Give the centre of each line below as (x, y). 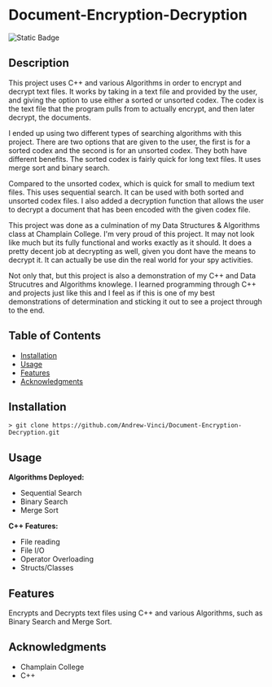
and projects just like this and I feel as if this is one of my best (112, 293)
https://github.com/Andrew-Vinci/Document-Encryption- (147, 426)
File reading (40, 542)
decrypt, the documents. (50, 117)
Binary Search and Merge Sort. (60, 621)
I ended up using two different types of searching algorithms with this (125, 133)
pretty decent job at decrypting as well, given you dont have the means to (132, 251)
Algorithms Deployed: (46, 477)
